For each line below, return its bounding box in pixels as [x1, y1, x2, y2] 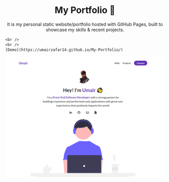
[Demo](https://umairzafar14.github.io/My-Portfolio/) [5, 47, 123, 52]
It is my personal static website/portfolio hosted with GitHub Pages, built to [7, 21, 163, 27]
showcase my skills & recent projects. [46, 26, 124, 33]
